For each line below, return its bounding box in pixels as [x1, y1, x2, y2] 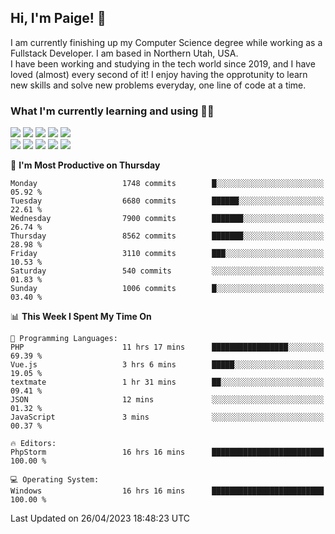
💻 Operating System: [10, 475, 100, 485]
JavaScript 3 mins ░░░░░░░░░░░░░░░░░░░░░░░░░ [10, 412, 325, 423]
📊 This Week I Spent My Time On [10, 311, 152, 323]
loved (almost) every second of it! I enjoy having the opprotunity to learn [10, 68, 308, 80]
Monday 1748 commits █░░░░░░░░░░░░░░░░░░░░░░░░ [10, 179, 325, 189]
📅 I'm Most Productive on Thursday [10, 159, 161, 171]
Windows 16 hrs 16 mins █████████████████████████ [10, 486, 325, 496]
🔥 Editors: [10, 439, 57, 449]
